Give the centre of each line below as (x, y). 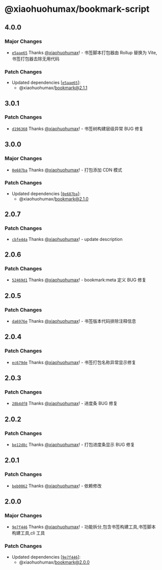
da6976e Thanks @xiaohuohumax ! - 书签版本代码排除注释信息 (74, 321)
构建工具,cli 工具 (28, 533)
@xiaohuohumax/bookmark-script (77, 9)
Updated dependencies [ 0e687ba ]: (46, 194)
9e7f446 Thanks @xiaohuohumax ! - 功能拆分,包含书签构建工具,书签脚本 (84, 527)
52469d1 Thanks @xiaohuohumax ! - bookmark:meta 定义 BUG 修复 (79, 280)
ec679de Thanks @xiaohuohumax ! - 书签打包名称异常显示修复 (74, 362)
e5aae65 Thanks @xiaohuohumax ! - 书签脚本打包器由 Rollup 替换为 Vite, (84, 52)
